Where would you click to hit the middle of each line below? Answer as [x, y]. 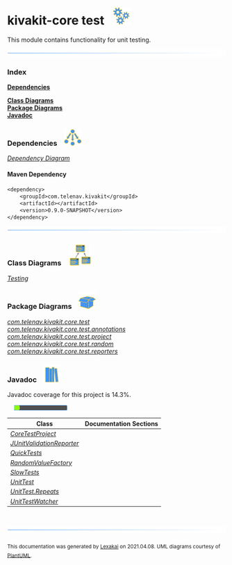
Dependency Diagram [39, 158]
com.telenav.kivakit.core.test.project [59, 336]
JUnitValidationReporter [44, 444]
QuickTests [26, 453]
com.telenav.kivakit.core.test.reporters [63, 351]
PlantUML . [20, 555]
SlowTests [25, 472]
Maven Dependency [37, 174]
